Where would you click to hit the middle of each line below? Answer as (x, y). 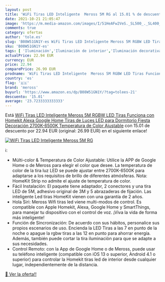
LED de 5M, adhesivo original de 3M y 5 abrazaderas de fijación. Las (82, 191)
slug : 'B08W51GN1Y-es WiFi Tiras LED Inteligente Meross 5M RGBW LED (78, 42)
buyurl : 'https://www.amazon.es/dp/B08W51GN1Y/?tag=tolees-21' (71, 92)
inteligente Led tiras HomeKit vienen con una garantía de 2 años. (78, 197)
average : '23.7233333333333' (35, 101)
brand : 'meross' (22, 87)
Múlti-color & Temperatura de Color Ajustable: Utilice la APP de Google (84, 160)
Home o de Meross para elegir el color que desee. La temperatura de (82, 165)
